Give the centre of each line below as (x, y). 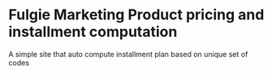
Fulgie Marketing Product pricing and (136, 15)
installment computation (93, 32)
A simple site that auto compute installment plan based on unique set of (128, 54)
